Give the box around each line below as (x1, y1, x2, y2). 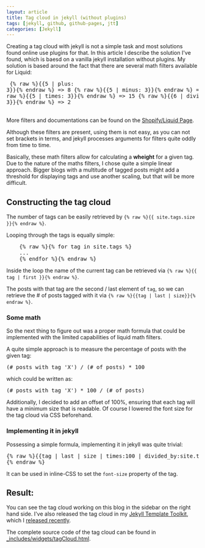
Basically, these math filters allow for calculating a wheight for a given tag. (6, 153, 194, 160)
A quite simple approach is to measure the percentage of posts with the (6, 345, 187, 353)
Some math (6, 313, 41, 322)
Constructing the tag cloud (6, 196, 111, 207)
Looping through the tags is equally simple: (6, 231, 115, 239)
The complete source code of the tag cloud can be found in (6, 528, 156, 536)
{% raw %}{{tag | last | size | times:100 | (6, 452, 142, 460)
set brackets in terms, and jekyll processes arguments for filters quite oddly (6, 135, 196, 142)
